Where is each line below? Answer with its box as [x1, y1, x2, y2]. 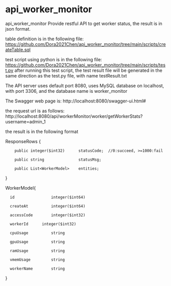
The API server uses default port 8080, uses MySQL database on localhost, [5, 83, 164, 89]
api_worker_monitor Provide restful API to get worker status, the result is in [5, 20, 162, 27]
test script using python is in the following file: [5, 56, 102, 62]
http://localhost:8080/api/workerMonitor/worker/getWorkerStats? [5, 113, 143, 119]
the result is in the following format [5, 128, 79, 135]
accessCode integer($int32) [10, 213, 86, 218]
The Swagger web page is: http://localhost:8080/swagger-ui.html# [5, 98, 146, 104]
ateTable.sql [5, 46, 31, 53]
